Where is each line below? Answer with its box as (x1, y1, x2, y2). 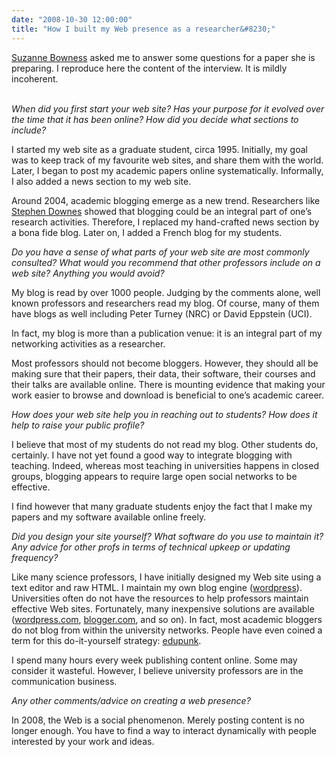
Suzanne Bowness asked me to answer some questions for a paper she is (11, 51, 316, 63)
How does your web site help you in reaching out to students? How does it (11, 408, 318, 420)
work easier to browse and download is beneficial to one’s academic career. (11, 389, 325, 401)
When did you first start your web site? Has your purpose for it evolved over (11, 102, 325, 115)
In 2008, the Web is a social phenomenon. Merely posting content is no (11, 714, 305, 726)
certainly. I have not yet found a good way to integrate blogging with (11, 449, 293, 461)
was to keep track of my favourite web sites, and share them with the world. (11, 154, 324, 166)
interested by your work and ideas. (11, 735, 155, 747)
